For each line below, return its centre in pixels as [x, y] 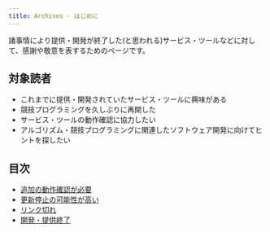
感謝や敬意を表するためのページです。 [86, 50]
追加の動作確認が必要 [56, 190]
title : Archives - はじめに [54, 16]
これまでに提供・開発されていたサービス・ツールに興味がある [124, 99]
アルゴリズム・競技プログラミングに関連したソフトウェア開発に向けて [138, 130]
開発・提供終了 [45, 220]
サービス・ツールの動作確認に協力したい [88, 120]
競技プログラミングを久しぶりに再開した [88, 110]
